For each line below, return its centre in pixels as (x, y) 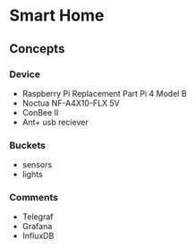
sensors (37, 165)
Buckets (28, 145)
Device (25, 74)
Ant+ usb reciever (55, 122)
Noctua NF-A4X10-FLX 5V (71, 103)
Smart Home (57, 16)
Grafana (37, 227)
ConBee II (40, 112)
